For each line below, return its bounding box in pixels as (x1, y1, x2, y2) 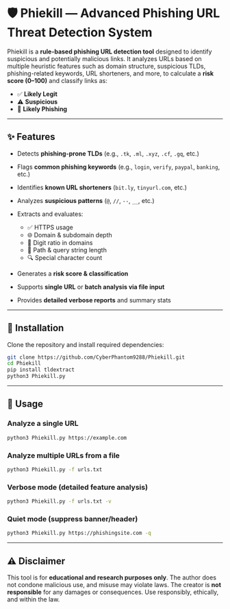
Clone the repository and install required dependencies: (7, 340, 164, 348)
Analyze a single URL (7, 419, 79, 429)
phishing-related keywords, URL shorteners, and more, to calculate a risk (7, 69, 214, 77)
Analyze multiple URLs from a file (7, 451, 120, 460)
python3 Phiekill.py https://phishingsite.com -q (7, 529, 152, 537)
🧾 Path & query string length (27, 246, 107, 254)
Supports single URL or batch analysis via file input (16, 283, 165, 291)
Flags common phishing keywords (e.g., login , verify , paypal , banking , (16, 163, 220, 171)
